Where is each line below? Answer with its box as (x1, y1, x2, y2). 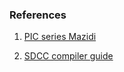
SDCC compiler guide (23, 50, 114, 62)
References (9, 8, 67, 22)
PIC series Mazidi (23, 31, 97, 43)
